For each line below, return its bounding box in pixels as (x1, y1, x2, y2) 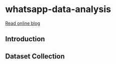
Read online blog (5, 20, 40, 26)
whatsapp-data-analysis (5, 4, 111, 15)
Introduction (5, 35, 45, 43)
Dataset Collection (5, 52, 65, 60)
